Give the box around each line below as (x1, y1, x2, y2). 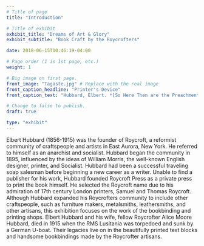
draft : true (6, 108, 36, 115)
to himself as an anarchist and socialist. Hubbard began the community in (6, 149, 190, 156)
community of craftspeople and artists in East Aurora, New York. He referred (6, 142, 197, 150)
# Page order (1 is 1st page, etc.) (6, 59, 99, 65)
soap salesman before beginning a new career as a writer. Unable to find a (6, 168, 193, 176)
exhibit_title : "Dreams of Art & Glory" (6, 31, 110, 37)
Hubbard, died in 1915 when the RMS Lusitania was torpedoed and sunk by (6, 219, 194, 227)
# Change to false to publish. (6, 103, 86, 109)
